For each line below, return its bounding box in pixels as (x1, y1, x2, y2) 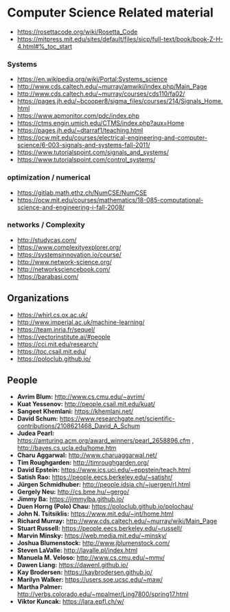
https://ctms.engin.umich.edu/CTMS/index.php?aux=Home (16, 119, 185, 127)
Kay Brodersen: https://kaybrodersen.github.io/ (16, 568, 153, 576)
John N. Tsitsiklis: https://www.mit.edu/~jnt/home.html (16, 509, 174, 518)
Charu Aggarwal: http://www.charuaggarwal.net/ (16, 451, 158, 459)
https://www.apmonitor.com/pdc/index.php (16, 112, 139, 120)
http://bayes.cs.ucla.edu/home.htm (16, 444, 117, 452)
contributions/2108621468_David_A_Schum (16, 422, 141, 430)
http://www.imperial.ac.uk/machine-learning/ (16, 318, 145, 326)
